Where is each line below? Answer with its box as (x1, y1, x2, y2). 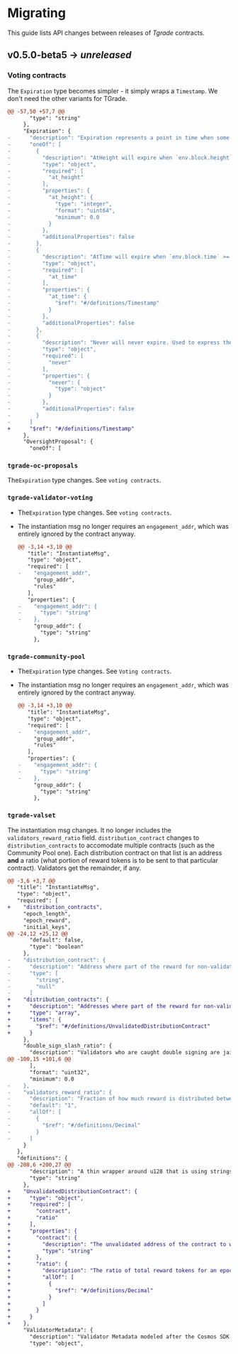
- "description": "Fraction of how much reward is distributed (7, 1095, 214, 1102)
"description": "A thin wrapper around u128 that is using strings (29, 1168, 233, 1176)
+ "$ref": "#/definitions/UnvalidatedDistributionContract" (7, 1022, 211, 1030)
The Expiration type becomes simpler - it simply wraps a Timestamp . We (7, 87, 218, 95)
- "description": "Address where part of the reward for (7, 963, 195, 970)
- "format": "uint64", (7, 207, 115, 214)
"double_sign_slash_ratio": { (23, 1043, 113, 1050)
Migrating (7, 5, 66, 21)
